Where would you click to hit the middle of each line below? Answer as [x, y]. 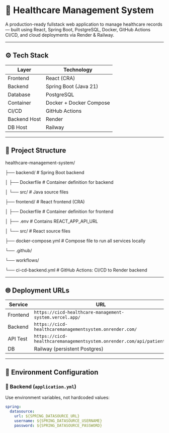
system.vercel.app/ [57, 317]
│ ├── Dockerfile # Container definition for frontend [59, 211]
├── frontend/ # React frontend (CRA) [45, 201]
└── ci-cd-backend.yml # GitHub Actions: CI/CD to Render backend [76, 270]
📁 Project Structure [36, 151]
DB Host [18, 127]
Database [19, 94]
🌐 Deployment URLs [37, 290]
